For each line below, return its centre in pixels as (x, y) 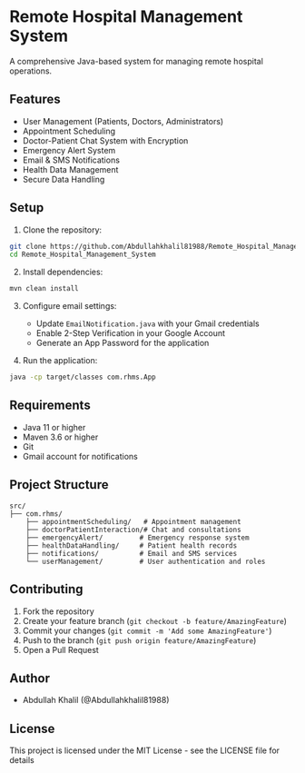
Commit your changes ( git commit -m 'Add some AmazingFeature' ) (147, 630)
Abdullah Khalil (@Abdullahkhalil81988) (96, 700)
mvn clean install (44, 289)
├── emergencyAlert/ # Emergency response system (138, 538)
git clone (28, 246)
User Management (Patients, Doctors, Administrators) (123, 121)
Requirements (50, 406)
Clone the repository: (62, 230)
